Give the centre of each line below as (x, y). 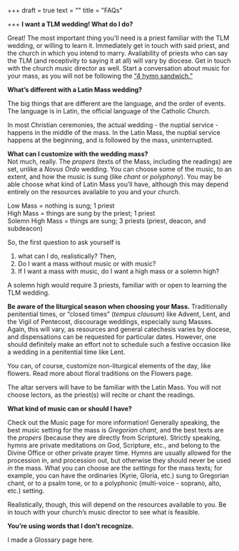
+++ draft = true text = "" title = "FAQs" (65, 10)
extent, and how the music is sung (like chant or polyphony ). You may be (115, 177)
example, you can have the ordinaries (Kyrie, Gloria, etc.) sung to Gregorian (118, 475)
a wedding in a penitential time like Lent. (66, 352)
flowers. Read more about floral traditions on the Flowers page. (100, 373)
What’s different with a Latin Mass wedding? (75, 90)
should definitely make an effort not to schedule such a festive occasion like (119, 344)
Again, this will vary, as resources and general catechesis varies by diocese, (119, 329)
